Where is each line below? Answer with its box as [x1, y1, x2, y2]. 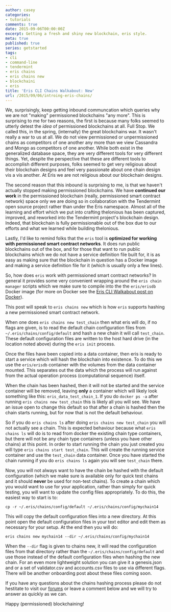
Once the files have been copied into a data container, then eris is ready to [5, 351, 162, 357]
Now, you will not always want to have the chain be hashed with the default [5, 467, 163, 474]
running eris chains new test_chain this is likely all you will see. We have [5, 399, 161, 405]
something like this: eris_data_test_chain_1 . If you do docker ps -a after [5, 393, 158, 399]
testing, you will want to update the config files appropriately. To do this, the [5, 489, 165, 496]
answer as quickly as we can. [5, 591, 67, 597]
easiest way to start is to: [5, 495, 58, 501]
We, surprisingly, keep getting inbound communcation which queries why [5, 107, 160, 113]
